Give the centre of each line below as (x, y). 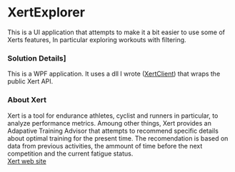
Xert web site (27, 161)
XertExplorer (46, 12)
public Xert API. (30, 81)
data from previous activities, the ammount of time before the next (105, 146)
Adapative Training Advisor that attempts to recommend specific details (113, 131)
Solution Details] (37, 58)
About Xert (27, 100)
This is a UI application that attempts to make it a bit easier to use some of (116, 32)
